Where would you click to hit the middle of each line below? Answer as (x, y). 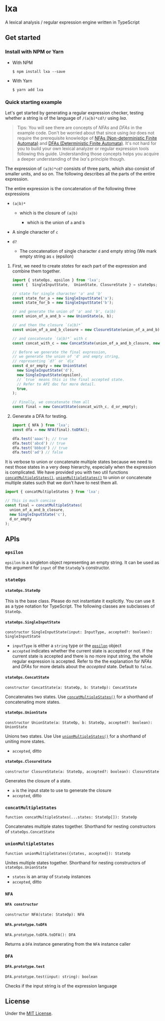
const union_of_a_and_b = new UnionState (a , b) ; (63, 316)
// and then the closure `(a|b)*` (47, 325)
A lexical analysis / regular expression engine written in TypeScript (72, 22)
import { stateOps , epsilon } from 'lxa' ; (56, 280)
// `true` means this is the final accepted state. (71, 379)
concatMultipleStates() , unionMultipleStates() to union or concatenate (78, 477)
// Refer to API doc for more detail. (56, 384)
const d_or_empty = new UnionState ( (50, 366)
